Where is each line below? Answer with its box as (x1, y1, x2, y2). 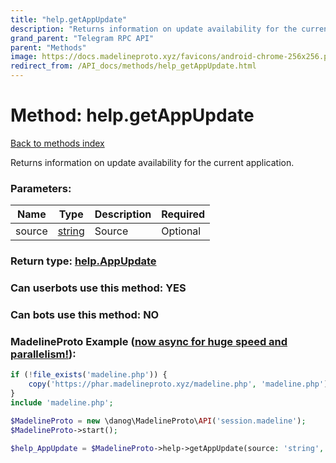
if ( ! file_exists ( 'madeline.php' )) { (10, 370, 168, 380)
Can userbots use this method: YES (10, 281, 187, 295)
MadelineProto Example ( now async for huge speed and (10, 334, 288, 348)
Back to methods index (10, 137, 105, 149)
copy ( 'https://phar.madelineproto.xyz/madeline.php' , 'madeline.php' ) (28, 379, 329, 390)
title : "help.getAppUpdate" (10, 14, 128, 25)
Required (161, 207, 206, 221)
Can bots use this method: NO (10, 308, 160, 321)
